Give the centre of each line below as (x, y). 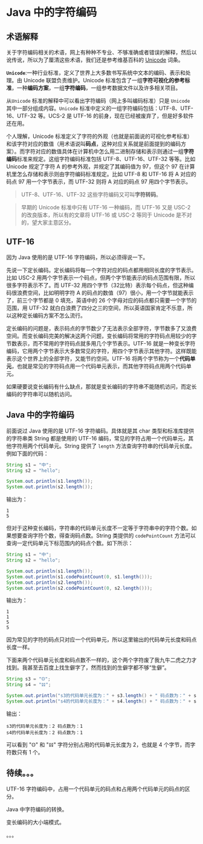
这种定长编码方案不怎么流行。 (48, 315)
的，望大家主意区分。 (47, 222)
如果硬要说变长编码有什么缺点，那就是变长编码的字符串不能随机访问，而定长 (101, 386)
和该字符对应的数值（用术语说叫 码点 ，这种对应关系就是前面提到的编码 (94, 144)
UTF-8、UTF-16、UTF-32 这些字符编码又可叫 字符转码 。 (91, 195)
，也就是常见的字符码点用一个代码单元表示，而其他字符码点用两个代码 (99, 366)
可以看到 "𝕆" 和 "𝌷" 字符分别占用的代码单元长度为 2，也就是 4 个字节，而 (98, 744)
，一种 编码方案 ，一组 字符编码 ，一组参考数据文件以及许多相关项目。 (96, 88)
